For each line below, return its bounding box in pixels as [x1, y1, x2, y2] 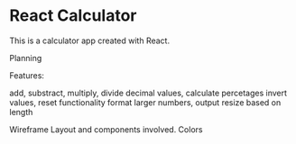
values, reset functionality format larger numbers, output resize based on [9, 96, 282, 108]
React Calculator [9, 5, 137, 26]
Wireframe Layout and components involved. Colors [9, 123, 203, 135]
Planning [9, 52, 42, 63]
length [9, 106, 33, 117]
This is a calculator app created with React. [9, 35, 170, 46]
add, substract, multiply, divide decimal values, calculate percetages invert [9, 87, 287, 98]
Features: [9, 69, 45, 81]
